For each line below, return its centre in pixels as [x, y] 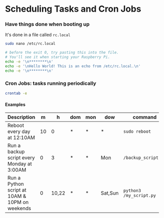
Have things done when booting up [47, 24]
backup [16, 152]
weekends [19, 208]
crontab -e [16, 94]
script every [21, 158]
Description [21, 117]
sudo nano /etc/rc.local [30, 44]
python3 [132, 191]
